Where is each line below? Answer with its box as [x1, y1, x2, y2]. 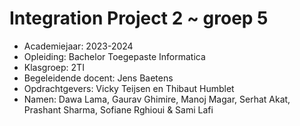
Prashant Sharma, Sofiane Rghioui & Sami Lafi [23, 103, 214, 116]
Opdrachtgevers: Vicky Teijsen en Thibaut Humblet [23, 82, 235, 94]
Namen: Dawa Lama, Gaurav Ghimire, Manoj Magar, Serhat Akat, [23, 93, 291, 105]
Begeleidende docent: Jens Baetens [23, 72, 174, 84]
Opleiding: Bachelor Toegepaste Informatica [23, 50, 206, 62]
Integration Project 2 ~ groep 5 [9, 7, 269, 30]
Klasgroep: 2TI [23, 61, 85, 73]
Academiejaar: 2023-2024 [23, 40, 134, 52]
